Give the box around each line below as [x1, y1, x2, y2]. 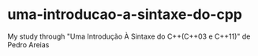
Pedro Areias [7, 39, 50, 49]
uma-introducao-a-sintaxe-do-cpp [7, 6, 242, 24]
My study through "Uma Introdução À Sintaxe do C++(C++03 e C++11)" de [7, 32, 251, 41]
